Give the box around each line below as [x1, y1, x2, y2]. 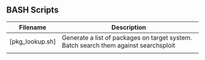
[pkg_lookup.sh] [9, 37, 56, 45]
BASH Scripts [6, 5, 59, 15]
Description [111, 23, 146, 31]
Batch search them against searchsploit [62, 41, 176, 50]
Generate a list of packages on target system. [62, 33, 192, 42]
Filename [19, 23, 47, 31]
